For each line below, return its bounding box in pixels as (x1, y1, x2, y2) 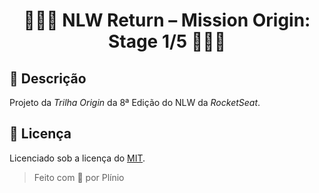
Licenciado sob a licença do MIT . (9, 152, 146, 164)
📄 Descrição (9, 70, 87, 87)
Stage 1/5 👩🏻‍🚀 (107, 30, 227, 53)
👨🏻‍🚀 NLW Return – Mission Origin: (23, 9, 311, 32)
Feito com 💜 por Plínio (33, 171, 125, 183)
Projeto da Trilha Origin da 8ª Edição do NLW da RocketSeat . (9, 97, 261, 108)
